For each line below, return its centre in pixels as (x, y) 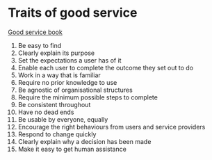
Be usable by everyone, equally (63, 119)
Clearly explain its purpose (56, 53)
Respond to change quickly (57, 134)
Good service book (35, 32)
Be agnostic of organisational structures (75, 90)
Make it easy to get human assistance (72, 149)
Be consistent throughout (54, 104)
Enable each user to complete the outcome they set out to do (106, 67)
